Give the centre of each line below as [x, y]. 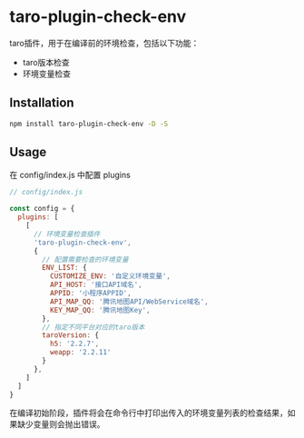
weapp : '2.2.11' [80, 353]
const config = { [42, 209]
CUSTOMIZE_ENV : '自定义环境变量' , [110, 276]
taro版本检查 [46, 62]
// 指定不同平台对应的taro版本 [93, 327]
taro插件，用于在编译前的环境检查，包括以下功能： [104, 43]
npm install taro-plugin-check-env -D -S [89, 124]
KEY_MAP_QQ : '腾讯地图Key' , [100, 310]
